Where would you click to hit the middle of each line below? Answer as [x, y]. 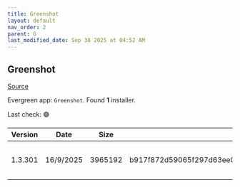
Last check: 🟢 [29, 114]
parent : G [22, 34]
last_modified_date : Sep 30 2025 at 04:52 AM [76, 41]
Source [18, 86]
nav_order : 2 [27, 27]
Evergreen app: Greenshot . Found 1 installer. [71, 100]
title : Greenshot [33, 14]
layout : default [31, 21]
